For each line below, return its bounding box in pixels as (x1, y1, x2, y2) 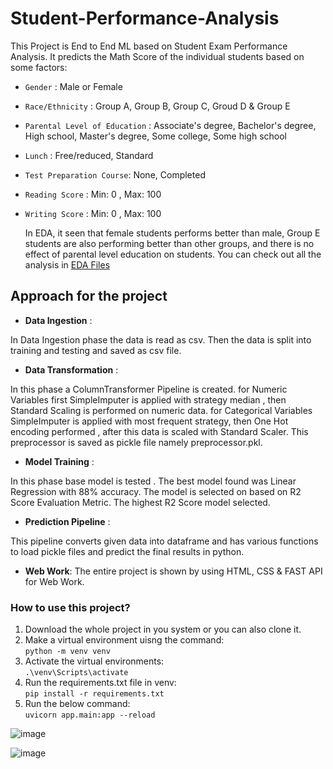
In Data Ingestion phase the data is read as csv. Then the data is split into (10, 333, 312, 346)
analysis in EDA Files (24, 258, 111, 271)
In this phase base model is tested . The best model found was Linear (10, 475, 297, 487)
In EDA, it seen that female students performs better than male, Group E (24, 227, 321, 239)
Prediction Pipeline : (24, 515, 111, 527)
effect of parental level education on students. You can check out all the (24, 248, 322, 260)
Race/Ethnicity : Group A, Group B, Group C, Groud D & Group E (24, 100, 291, 112)
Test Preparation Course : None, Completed (24, 168, 206, 181)
